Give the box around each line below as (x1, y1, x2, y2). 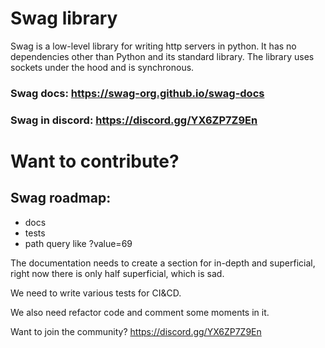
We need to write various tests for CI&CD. (10, 287, 182, 299)
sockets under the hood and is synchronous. (10, 61, 195, 73)
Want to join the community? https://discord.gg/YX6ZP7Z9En (10, 325, 262, 337)
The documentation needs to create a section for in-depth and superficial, (10, 257, 316, 269)
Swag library (10, 7, 118, 30)
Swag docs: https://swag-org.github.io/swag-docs (10, 86, 265, 100)
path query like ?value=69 (24, 237, 133, 249)
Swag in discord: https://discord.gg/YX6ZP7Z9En (10, 113, 258, 127)
